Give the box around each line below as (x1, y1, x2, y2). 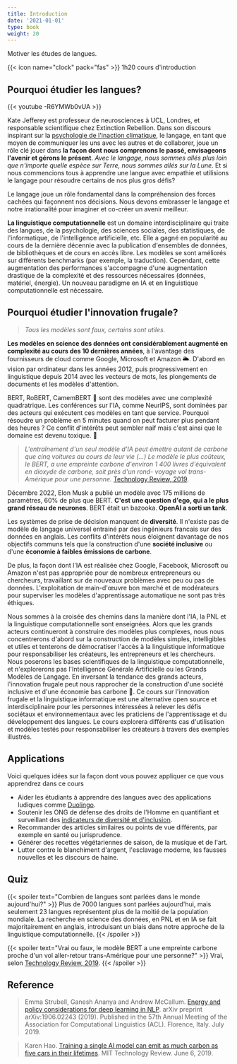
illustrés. (7, 732, 32, 741)
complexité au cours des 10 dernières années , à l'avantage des (7, 346, 195, 355)
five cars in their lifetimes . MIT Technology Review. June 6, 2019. (24, 1049, 214, 1058)
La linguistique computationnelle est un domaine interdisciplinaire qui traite (7, 218, 229, 227)
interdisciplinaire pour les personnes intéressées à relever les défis (7, 702, 202, 711)
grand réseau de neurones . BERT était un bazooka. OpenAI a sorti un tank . (7, 503, 228, 512)
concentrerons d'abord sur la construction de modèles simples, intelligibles (7, 634, 226, 643)
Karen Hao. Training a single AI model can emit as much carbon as (24, 1041, 219, 1050)
